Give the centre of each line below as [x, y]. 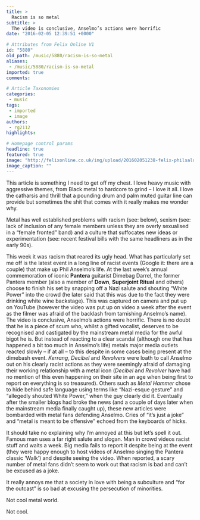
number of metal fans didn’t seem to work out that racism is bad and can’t [97, 464]
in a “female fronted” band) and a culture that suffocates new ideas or [92, 232]
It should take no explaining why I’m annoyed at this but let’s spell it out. [94, 432]
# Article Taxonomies [33, 89]
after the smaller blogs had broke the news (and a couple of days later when [100, 402]
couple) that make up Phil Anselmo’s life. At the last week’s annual [87, 269]
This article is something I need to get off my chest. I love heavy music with [99, 183]
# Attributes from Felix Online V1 [50, 45]
